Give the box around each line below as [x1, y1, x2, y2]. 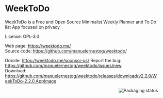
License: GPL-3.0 [5, 33, 40, 39]
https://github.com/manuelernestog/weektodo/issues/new [5, 63, 122, 68]
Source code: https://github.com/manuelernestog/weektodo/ [5, 48, 127, 54]
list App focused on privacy [5, 24, 60, 30]
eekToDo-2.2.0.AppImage [5, 78, 57, 84]
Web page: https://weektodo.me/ [5, 43, 71, 49]
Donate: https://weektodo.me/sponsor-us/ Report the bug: [5, 57, 122, 63]
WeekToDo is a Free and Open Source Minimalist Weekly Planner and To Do [5, 19, 157, 25]
